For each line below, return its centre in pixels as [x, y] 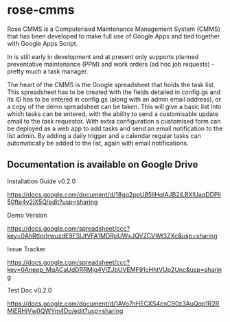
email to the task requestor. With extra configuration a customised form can [114, 121]
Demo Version [27, 215]
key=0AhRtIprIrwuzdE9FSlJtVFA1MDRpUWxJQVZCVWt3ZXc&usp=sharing [112, 235]
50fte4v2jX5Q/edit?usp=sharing [53, 202]
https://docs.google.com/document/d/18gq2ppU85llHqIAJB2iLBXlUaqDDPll [114, 194]
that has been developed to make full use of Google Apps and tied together [114, 36]
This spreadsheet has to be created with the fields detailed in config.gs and [114, 92]
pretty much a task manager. [48, 71]
